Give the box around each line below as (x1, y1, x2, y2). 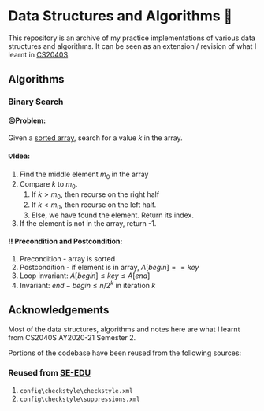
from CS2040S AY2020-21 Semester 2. (8, 332, 136, 342)
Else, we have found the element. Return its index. (31, 210, 195, 220)
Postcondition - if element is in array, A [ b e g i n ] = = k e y (19, 263, 199, 272)
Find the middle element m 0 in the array (19, 169, 149, 180)
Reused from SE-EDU (8, 368, 91, 379)
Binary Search (8, 96, 64, 107)
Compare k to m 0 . (19, 180, 78, 191)
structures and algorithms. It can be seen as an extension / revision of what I (8, 41, 257, 50)
